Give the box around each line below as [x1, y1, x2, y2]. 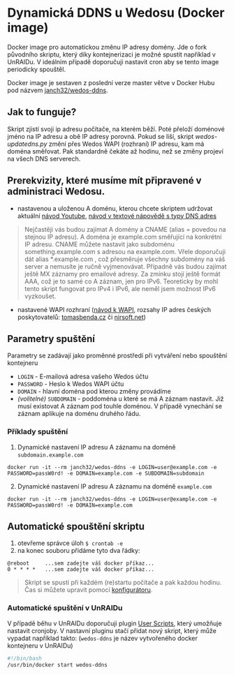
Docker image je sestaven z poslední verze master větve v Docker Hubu [7, 78, 215, 87]
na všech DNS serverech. [7, 154, 81, 163]
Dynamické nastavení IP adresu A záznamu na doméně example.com [17, 482, 212, 490]
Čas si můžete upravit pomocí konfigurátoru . [24, 586, 153, 594]
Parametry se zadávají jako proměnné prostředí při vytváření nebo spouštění [7, 351, 228, 360]
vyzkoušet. [24, 292, 57, 300]
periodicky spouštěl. [7, 65, 66, 73]
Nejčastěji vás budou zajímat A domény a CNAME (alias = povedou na [24, 225, 226, 233]
